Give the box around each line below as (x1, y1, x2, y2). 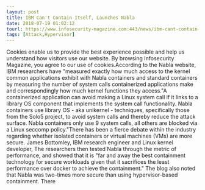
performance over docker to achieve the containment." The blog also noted (6, 165, 196, 172)
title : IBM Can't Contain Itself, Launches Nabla (6, 15, 135, 21)
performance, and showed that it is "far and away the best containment (6, 152, 186, 159)
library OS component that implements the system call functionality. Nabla (6, 100, 193, 107)
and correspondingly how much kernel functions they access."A (6, 87, 167, 94)
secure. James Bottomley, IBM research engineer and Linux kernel (6, 139, 173, 146)
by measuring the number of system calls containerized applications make (6, 80, 193, 88)
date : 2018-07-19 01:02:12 (6, 20, 75, 26)
